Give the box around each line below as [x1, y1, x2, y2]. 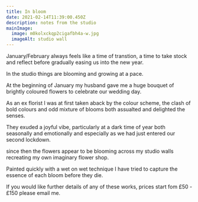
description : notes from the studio [6, 20, 96, 25]
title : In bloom [6, 8, 46, 15]
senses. [6, 112, 25, 119]
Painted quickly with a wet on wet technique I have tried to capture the [6, 165, 178, 172]
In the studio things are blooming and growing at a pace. [6, 70, 144, 77]
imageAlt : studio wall [11, 36, 67, 42]
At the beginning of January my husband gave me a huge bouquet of [6, 82, 174, 89]
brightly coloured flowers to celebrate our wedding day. [6, 88, 142, 95]
